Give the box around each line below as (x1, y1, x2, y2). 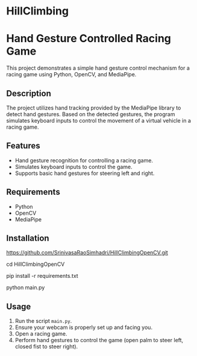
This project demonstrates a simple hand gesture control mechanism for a (6, 64, 190, 72)
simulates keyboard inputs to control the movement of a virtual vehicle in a (6, 117, 192, 124)
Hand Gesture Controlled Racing (6, 32, 172, 46)
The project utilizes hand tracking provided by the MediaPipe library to (6, 104, 181, 111)
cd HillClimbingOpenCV (6, 260, 65, 268)
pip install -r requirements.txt (6, 272, 78, 280)
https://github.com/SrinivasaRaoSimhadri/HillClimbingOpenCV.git (6, 249, 169, 256)
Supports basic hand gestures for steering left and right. (14, 170, 155, 177)
